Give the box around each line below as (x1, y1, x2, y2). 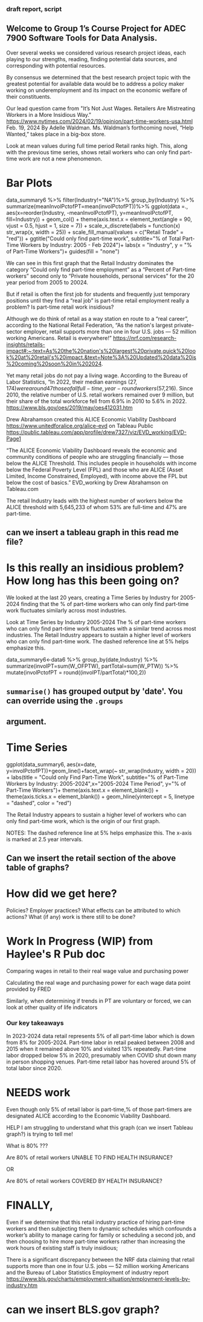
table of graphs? (6, 863, 69, 873)
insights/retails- (6, 341, 45, 348)
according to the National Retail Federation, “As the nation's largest (6, 321, 173, 329)
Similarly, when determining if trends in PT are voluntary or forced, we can (6, 997, 192, 1004)
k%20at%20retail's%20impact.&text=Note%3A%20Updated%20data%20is (6, 354, 196, 361)
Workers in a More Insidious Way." (6, 111, 92, 118)
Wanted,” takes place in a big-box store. (6, 130, 106, 137)
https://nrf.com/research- (112, 334, 177, 341)
